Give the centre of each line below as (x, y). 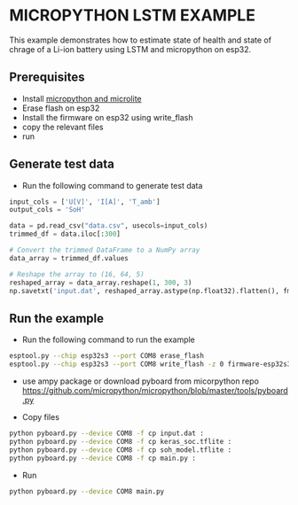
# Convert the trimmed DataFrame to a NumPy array (105, 250)
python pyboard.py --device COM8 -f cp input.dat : (106, 433)
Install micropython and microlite (82, 98)
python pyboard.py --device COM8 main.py (87, 491)
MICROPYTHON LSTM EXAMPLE (132, 16)
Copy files (41, 417)
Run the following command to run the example (108, 340)
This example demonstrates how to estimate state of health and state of (141, 40)
